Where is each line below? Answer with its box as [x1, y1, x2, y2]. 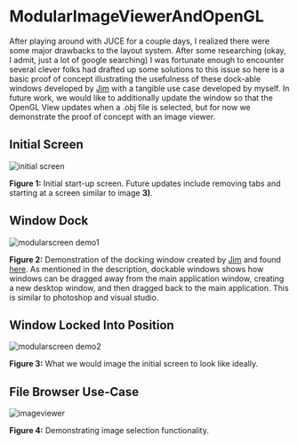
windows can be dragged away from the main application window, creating [9, 273, 285, 284]
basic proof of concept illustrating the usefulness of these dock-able [9, 73, 261, 84]
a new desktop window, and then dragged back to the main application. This [9, 282, 289, 293]
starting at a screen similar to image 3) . [9, 187, 153, 198]
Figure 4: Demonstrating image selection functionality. [9, 425, 209, 436]
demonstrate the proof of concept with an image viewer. [9, 111, 216, 122]
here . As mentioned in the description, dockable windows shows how [9, 263, 264, 274]
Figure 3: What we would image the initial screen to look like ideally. [9, 359, 259, 369]
